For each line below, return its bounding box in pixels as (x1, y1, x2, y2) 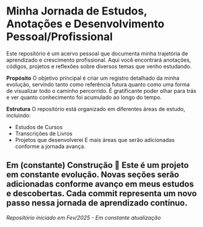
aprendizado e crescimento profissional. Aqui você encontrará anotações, (6, 56, 191, 63)
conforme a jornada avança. (15, 142, 86, 150)
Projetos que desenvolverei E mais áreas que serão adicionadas (15, 136, 175, 143)
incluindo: (6, 112, 31, 119)
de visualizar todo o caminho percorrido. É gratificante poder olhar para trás (6, 87, 197, 94)
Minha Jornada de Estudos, (6, 4, 147, 18)
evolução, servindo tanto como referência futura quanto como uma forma (6, 80, 190, 88)
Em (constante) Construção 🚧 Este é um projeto (6, 160, 189, 170)
